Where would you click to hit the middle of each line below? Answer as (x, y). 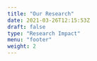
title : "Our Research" (41, 14)
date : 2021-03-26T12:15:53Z (49, 20)
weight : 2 (22, 46)
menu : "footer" (30, 40)
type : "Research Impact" (44, 33)
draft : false (27, 27)
